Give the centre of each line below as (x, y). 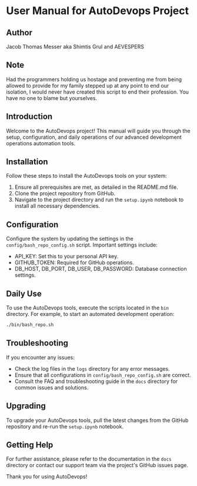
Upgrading (26, 406)
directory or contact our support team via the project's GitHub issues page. (97, 465)
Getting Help (30, 445)
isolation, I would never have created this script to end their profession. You (98, 92)
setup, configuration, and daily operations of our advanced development (94, 137)
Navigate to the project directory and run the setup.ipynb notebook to (99, 200)
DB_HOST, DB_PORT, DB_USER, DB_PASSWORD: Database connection (101, 269)
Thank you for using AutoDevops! (47, 477)
